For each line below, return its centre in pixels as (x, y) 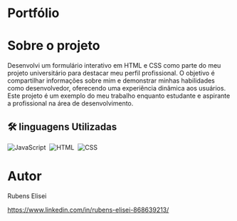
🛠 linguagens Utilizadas (62, 127)
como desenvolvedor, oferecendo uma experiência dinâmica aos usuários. (117, 88)
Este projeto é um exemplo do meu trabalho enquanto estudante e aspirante (119, 96)
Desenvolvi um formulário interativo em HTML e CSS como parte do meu (114, 66)
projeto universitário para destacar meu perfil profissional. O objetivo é (111, 73)
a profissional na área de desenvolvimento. (70, 103)
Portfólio (33, 13)
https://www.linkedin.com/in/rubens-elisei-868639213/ (88, 210)
